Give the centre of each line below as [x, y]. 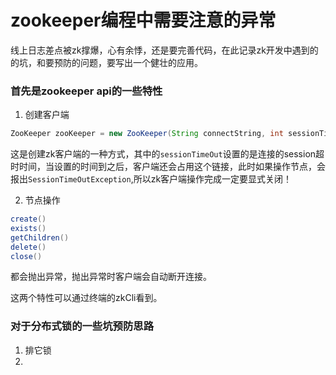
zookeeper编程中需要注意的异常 [143, 20]
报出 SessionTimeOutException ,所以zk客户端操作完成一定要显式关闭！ [151, 179]
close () [26, 256]
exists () [28, 228]
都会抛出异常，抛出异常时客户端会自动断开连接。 [111, 277]
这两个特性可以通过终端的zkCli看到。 [86, 298]
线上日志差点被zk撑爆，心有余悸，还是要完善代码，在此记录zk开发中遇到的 [164, 50]
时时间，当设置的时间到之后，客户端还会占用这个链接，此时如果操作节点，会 [168, 167]
